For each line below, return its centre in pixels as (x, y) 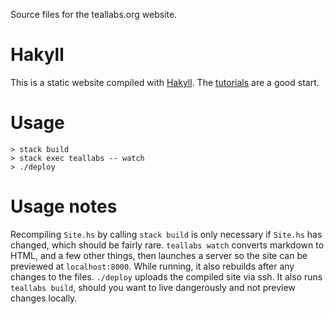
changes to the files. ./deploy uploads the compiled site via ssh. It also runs (166, 276)
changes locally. (44, 298)
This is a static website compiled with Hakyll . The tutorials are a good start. (165, 82)
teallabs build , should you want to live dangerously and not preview (153, 287)
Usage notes (64, 206)
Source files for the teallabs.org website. (94, 14)
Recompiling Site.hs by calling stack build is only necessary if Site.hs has (166, 234)
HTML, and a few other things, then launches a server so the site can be (159, 255)
